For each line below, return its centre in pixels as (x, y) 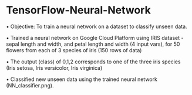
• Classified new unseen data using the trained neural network (82, 79)
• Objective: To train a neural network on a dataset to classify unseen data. (97, 26)
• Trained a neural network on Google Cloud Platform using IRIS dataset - (95, 38)
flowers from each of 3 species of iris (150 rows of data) (74, 50)
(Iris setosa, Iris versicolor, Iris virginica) (54, 67)
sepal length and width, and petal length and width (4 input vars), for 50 (93, 44)
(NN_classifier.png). (30, 85)
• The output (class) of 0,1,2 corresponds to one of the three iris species (93, 62)
